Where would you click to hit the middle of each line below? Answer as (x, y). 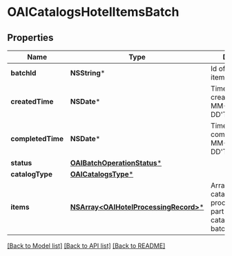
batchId (23, 73)
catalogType (32, 174)
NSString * (88, 73)
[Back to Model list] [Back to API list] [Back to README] (86, 246)
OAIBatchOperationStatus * (116, 163)
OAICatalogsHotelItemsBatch (93, 12)
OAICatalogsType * (102, 174)
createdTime (32, 101)
